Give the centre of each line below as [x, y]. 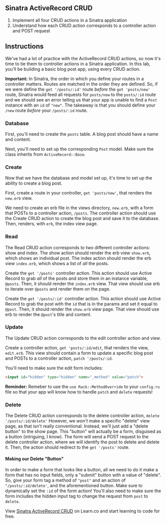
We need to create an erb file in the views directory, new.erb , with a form [79, 208]
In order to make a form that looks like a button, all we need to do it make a [82, 470]
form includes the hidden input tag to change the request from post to [77, 496]
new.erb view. [19, 198]
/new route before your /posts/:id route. [46, 110]
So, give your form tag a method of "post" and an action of [65, 480]
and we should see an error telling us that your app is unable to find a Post [81, 100]
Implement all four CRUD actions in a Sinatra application [70, 20]
